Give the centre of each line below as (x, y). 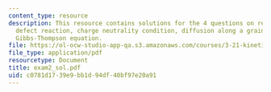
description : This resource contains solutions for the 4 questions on (131, 23)
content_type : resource (48, 16)
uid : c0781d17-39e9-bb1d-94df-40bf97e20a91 (83, 75)
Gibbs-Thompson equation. (59, 38)
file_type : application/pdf (56, 53)
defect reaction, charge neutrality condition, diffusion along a (129, 30)
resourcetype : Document (48, 61)
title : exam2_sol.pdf (45, 68)
